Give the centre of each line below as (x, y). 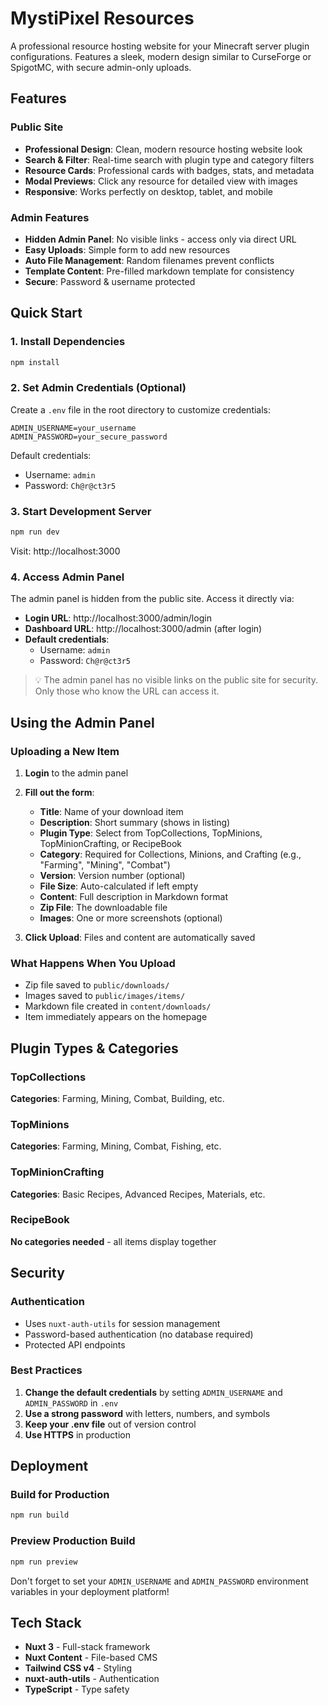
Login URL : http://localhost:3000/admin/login (118, 618)
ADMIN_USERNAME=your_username (73, 428)
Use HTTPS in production (77, 1434)
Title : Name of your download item (111, 811)
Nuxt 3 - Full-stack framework (87, 1647)
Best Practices (46, 1370)
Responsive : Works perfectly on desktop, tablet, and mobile (148, 191)
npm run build (40, 1515)
